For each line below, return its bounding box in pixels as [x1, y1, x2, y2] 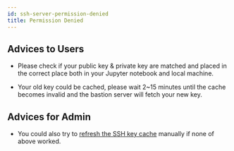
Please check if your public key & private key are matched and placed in [17, 61, 227, 71]
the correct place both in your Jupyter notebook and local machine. [17, 69, 214, 78]
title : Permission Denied [7, 17, 83, 24]
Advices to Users [7, 43, 85, 55]
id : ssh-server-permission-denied [7, 10, 109, 18]
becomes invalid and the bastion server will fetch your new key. [17, 90, 202, 99]
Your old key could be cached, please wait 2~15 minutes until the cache [17, 83, 226, 92]
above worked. [17, 137, 61, 145]
